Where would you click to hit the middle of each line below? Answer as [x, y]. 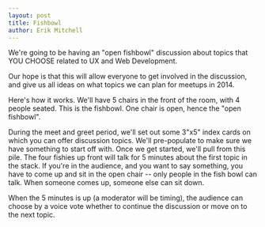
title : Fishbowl [35, 23]
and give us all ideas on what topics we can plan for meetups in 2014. [121, 85]
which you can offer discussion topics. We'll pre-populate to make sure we [130, 141]
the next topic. [32, 215]
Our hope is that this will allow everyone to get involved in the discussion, [128, 77]
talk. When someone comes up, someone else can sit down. [106, 183]
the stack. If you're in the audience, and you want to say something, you [126, 166]
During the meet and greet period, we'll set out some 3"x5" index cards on [129, 132]
